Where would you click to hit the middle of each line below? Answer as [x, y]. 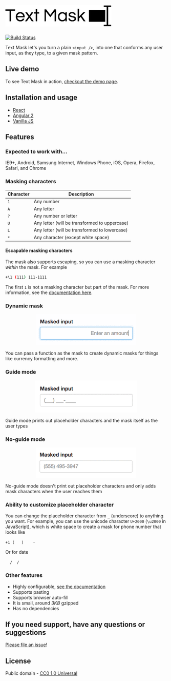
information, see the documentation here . [49, 293]
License [18, 661]
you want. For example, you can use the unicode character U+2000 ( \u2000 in [86, 521]
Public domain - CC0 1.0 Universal [41, 673]
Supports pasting [31, 592]
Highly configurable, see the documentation [59, 587]
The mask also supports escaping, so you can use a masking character [80, 262]
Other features [24, 575]
